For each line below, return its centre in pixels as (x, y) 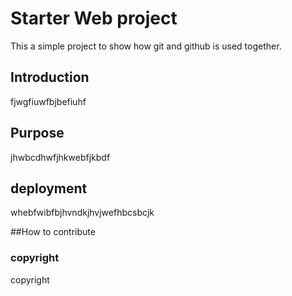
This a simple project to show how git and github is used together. (146, 46)
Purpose (37, 133)
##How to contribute (53, 232)
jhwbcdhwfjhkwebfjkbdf (60, 157)
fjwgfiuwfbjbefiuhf (48, 101)
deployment (49, 188)
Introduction (50, 77)
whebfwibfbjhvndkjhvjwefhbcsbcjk (82, 213)
